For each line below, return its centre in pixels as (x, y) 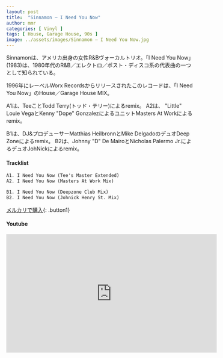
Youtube (17, 224)
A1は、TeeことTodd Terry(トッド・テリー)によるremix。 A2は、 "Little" (94, 106)
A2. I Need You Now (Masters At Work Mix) (60, 181)
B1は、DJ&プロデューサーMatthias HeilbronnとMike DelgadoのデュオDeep (98, 134)
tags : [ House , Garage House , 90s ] (52, 34)
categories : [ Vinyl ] (35, 29)
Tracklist (17, 162)
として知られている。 (32, 73)
